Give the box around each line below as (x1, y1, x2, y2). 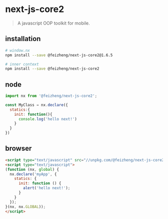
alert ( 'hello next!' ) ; (23, 185, 70, 191)
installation (5, 35, 41, 43)
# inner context (5, 62, 39, 67)
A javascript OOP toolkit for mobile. (17, 20, 90, 26)
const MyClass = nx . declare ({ (5, 102, 68, 107)
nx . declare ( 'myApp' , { (9, 171, 57, 176)
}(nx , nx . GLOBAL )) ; (5, 204, 46, 209)
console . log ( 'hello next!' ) (18, 116, 77, 121)
